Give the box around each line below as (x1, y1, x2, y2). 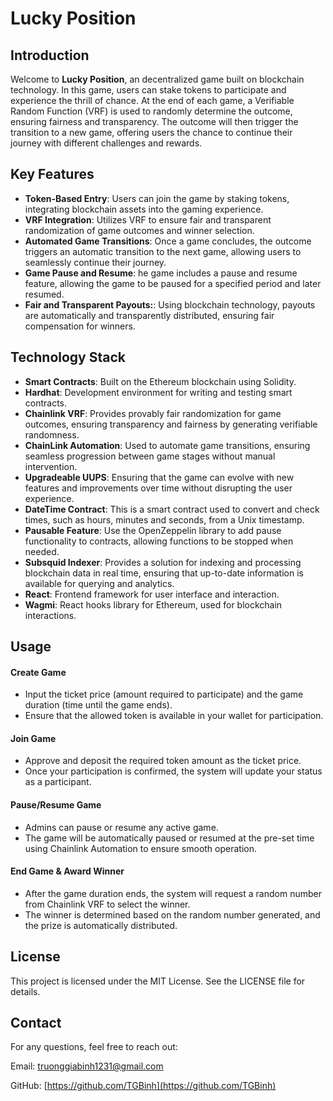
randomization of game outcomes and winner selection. (24, 224, 255, 236)
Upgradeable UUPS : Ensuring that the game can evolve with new (24, 471, 295, 483)
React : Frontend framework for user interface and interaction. (24, 588, 280, 600)
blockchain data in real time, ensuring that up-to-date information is (24, 567, 304, 579)
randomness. (24, 428, 80, 441)
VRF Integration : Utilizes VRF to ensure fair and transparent (24, 213, 272, 226)
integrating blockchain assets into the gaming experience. (24, 203, 264, 215)
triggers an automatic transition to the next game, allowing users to (24, 245, 302, 257)
